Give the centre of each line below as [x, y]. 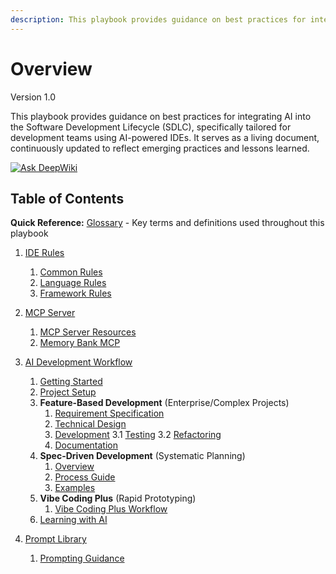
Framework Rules [75, 293]
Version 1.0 [33, 97]
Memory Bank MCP [80, 343]
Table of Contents [67, 198]
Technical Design [90, 424]
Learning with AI [73, 520]
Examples [75, 488]
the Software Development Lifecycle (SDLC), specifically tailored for [151, 127]
